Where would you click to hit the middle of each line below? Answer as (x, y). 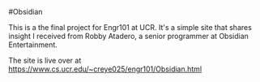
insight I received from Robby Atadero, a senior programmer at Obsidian (129, 36)
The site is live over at (45, 60)
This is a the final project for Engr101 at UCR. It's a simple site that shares (130, 27)
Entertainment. (33, 45)
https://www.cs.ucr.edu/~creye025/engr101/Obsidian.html (105, 69)
